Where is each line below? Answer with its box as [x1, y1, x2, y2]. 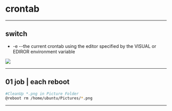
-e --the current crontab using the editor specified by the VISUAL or [12, 43, 157, 49]
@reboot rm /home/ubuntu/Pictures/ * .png [5, 96, 93, 101]
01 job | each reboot [5, 77, 70, 87]
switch [5, 30, 28, 38]
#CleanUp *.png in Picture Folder [5, 91, 79, 96]
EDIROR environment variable [12, 48, 75, 54]
